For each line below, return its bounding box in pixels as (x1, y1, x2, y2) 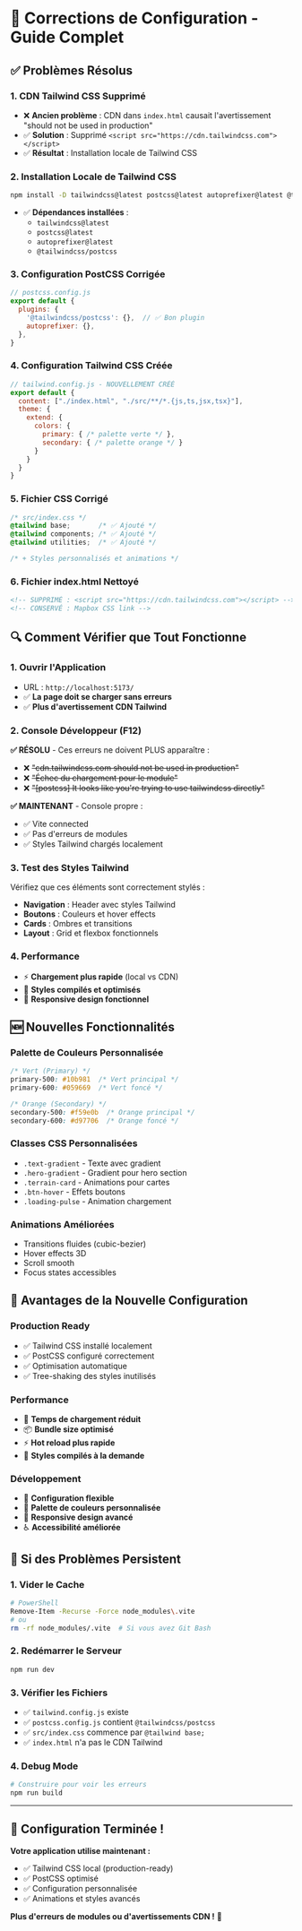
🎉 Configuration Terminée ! (10, 1822, 165, 1837)
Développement (10, 1473, 82, 1485)
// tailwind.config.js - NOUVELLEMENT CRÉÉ (10, 380, 176, 389)
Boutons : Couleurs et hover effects (22, 909, 156, 919)
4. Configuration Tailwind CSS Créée (10, 359, 173, 372)
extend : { (26, 413, 64, 422)
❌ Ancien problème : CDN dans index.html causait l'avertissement (22, 109, 272, 120)
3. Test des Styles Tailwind (10, 861, 129, 874)
